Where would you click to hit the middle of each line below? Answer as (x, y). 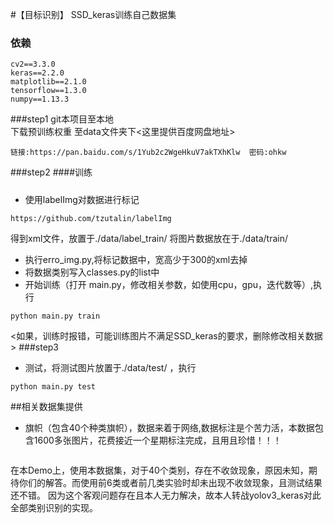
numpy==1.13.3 (40, 99)
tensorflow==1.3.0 (48, 91)
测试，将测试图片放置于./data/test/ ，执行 (110, 367)
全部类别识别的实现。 (54, 507)
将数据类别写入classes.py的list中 (92, 272)
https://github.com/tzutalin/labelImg (91, 218)
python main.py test (53, 386)
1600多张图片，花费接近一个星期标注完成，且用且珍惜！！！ (157, 440)
